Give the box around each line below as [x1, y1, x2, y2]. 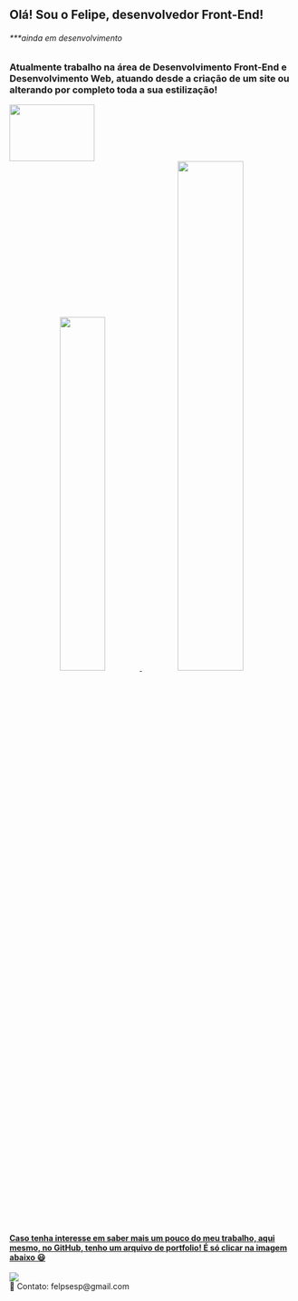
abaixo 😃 [9, 1251, 46, 1263]
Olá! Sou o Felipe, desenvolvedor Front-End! [9, 7, 264, 23]
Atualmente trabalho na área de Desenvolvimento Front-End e [9, 61, 287, 73]
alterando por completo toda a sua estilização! [9, 83, 218, 96]
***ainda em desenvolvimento [9, 32, 123, 44]
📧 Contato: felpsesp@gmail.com [9, 1281, 130, 1292]
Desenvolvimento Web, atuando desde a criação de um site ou [9, 72, 290, 84]
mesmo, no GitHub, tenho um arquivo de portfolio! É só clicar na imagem [9, 1242, 288, 1253]
